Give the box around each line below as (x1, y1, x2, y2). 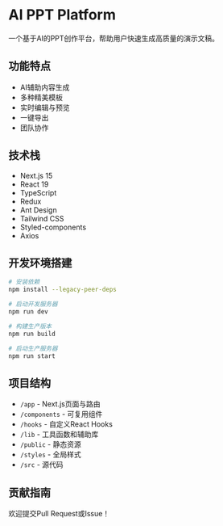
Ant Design (19, 204, 58, 215)
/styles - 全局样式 (19, 450, 82, 460)
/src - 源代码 (19, 460, 64, 469)
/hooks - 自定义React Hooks (19, 419, 113, 429)
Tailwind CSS (19, 213, 64, 223)
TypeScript (19, 187, 57, 197)
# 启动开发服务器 (8, 301, 58, 309)
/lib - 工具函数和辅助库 (19, 430, 99, 440)
